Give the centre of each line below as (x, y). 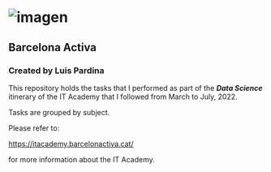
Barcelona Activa (53, 47)
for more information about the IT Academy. (82, 159)
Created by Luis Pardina (56, 71)
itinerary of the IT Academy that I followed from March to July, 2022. (123, 97)
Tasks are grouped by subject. (59, 112)
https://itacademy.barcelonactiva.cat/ (71, 144)
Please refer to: (34, 128)
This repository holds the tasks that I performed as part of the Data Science (135, 88)
